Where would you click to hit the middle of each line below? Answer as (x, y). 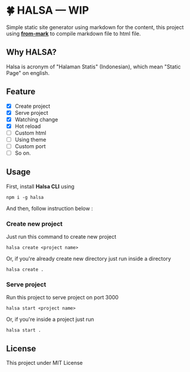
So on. (23, 153)
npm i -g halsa (25, 197)
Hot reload (28, 126)
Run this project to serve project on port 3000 (63, 298)
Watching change (36, 119)
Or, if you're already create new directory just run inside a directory (89, 259)
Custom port (30, 146)
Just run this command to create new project (61, 237)
